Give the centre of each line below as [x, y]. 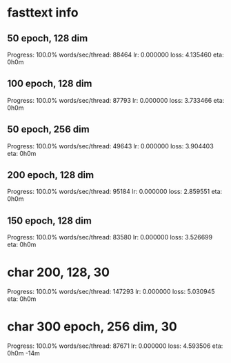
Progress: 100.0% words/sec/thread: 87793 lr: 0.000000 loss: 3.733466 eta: [116, 100]
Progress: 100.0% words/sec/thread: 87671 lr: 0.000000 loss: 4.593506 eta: [115, 346]
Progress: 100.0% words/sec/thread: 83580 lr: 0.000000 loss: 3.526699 [110, 237]
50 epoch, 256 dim [48, 129]
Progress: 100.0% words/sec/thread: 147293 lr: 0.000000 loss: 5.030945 [111, 292]
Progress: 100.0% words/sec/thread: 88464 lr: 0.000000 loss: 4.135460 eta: [115, 55]
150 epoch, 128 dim [49, 220]
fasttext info [43, 13]
